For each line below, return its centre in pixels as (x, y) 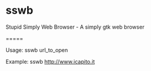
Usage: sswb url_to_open (37, 50)
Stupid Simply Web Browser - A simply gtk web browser (75, 27)
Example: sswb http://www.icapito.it (50, 61)
